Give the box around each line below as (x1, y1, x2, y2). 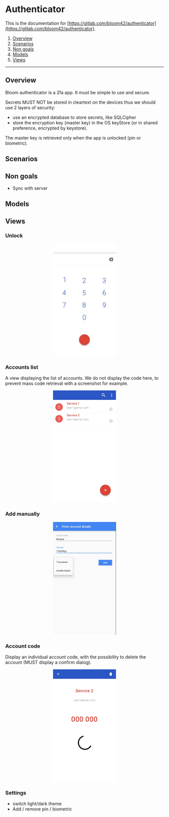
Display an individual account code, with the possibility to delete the (5, 654, 146, 660)
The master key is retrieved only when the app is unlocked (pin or (5, 134, 141, 141)
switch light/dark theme (12, 801, 62, 807)
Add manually (5, 510, 40, 517)
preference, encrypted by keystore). (12, 125, 88, 131)
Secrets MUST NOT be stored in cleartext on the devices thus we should (5, 99, 156, 105)
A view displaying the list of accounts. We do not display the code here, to (5, 375, 159, 381)
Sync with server (12, 185, 48, 191)
